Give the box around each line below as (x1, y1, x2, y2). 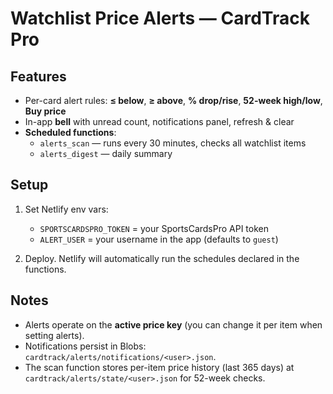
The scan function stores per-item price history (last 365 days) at (24, 361, 295, 373)
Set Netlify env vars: (24, 203, 109, 215)
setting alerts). (24, 329, 85, 341)
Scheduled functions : (24, 127, 117, 138)
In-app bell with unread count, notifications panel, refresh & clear (24, 116, 295, 127)
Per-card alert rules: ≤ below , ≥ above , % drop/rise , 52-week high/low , (24, 95, 323, 106)
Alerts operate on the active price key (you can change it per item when (24, 318, 323, 331)
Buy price (24, 105, 67, 117)
